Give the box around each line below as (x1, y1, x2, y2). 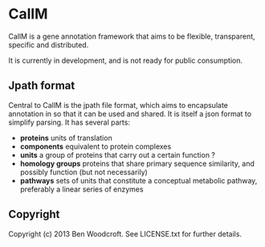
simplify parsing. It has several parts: (8, 117, 131, 127)
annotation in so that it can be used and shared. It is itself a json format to (8, 109, 251, 118)
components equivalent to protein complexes (19, 142, 172, 151)
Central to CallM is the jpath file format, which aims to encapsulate (8, 100, 229, 109)
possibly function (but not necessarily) (19, 167, 149, 177)
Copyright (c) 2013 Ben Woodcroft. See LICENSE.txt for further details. (8, 228, 243, 238)
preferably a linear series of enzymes (19, 184, 144, 194)
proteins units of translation (19, 133, 112, 142)
